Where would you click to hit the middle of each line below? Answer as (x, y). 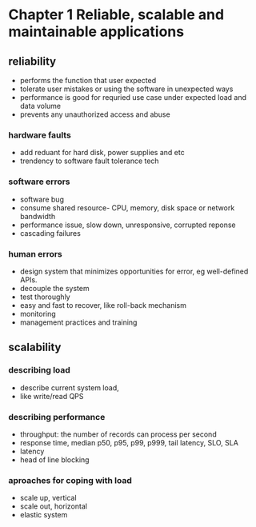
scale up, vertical (48, 498)
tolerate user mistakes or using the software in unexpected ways (126, 89)
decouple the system (54, 288)
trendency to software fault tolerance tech (89, 161)
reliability (32, 61)
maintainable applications (96, 32)
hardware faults (40, 135)
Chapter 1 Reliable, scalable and (116, 15)
